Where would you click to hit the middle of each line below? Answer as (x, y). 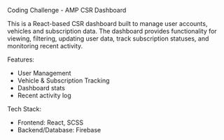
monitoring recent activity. (45, 46)
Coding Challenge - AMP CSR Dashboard (67, 10)
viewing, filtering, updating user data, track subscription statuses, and (108, 38)
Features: (21, 59)
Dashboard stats (41, 88)
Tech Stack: (24, 109)
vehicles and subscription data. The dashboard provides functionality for (112, 31)
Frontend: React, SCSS (50, 122)
